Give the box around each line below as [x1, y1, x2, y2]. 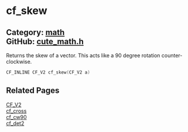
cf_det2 [6, 120, 25, 127]
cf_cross [6, 107, 27, 114]
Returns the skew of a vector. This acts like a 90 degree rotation [6, 52, 160, 59]
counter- [161, 52, 183, 59]
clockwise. [6, 58, 32, 65]
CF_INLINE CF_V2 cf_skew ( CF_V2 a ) [6, 70, 91, 75]
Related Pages [6, 86, 60, 96]
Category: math [6, 27, 65, 37]
